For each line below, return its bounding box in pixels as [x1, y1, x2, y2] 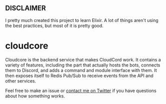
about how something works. [5, 92, 65, 99]
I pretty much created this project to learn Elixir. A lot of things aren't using [5, 17, 158, 23]
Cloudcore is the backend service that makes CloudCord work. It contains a [5, 56, 161, 62]
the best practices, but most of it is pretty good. [5, 22, 103, 28]
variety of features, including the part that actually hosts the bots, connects [5, 62, 160, 68]
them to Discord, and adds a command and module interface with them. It [5, 67, 157, 73]
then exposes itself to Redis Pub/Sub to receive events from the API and [5, 72, 153, 78]
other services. [5, 77, 36, 84]
